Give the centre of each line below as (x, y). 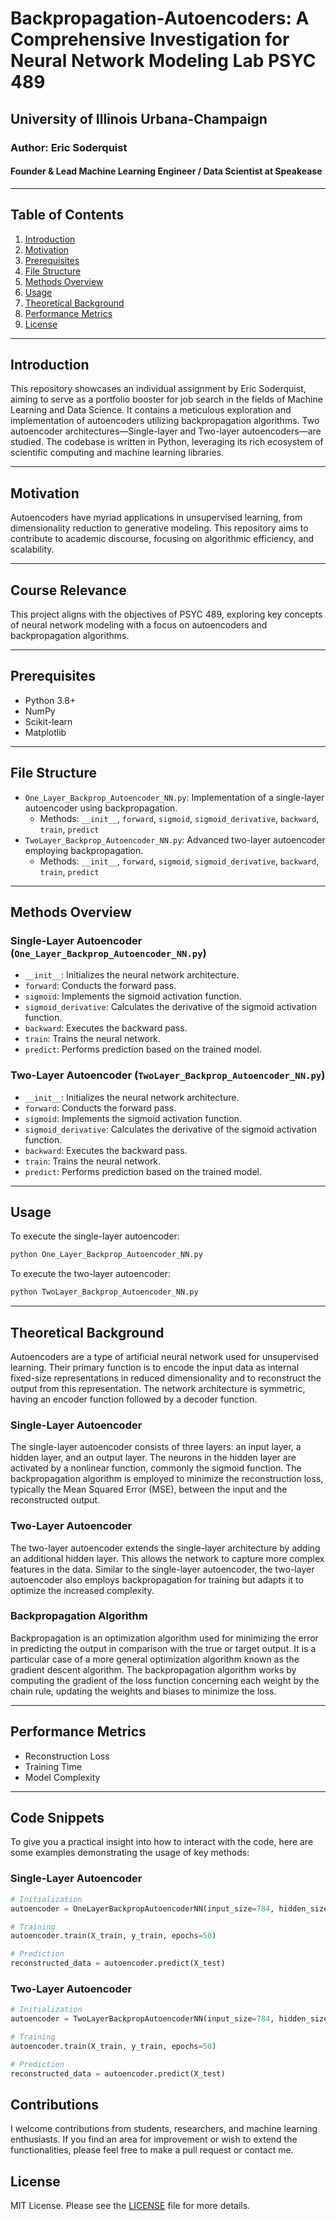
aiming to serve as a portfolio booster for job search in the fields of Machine (166, 399)
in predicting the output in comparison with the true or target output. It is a (163, 1648)
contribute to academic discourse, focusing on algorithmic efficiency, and (162, 539)
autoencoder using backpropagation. (101, 808)
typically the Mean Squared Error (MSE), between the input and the (149, 1489)
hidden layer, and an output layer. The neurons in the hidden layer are (153, 1458)
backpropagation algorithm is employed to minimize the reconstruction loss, (167, 1479)
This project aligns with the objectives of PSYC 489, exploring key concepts (166, 614)
